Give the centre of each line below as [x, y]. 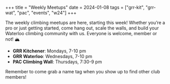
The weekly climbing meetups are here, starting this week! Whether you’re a [85, 23]
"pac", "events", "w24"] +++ [47, 13]
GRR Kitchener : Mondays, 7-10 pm [49, 51]
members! [16, 77]
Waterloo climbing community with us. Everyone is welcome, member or [81, 33]
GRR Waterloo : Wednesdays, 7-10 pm [52, 56]
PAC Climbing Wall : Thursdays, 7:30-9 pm [57, 62]
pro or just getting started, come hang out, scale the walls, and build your [82, 28]
